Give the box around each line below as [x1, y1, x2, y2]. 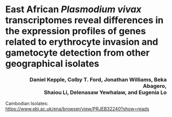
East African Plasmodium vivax [5, 4, 142, 15]
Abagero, [142, 83, 167, 90]
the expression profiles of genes [5, 26, 146, 37]
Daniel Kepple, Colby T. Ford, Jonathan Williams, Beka [29, 76, 167, 83]
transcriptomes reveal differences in [5, 14, 164, 26]
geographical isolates [5, 58, 100, 69]
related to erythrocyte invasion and [5, 36, 159, 48]
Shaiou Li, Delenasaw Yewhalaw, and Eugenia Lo [44, 89, 167, 96]
